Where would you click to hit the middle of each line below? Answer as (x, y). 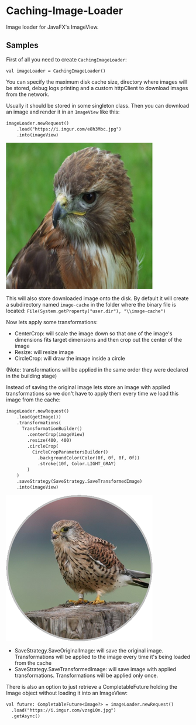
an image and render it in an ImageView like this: (63, 112)
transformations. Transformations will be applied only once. (86, 675)
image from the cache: (33, 400)
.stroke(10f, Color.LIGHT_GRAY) (77, 463)
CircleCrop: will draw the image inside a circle (70, 358)
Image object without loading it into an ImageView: (67, 693)
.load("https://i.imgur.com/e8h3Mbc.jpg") (69, 129)
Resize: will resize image (44, 352)
